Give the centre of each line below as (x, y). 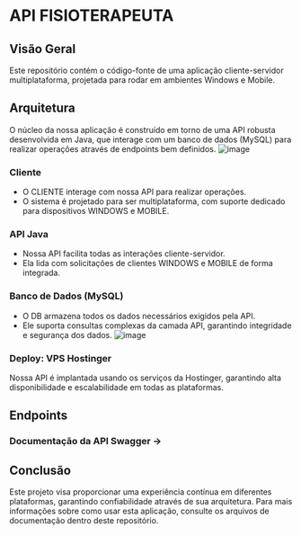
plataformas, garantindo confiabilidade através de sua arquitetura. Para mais (151, 502)
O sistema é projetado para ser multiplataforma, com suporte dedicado (154, 201)
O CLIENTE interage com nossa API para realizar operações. (134, 192)
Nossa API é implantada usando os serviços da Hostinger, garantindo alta (145, 378)
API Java (29, 235)
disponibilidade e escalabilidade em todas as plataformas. (117, 387)
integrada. (41, 273)
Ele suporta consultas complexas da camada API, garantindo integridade (157, 325)
